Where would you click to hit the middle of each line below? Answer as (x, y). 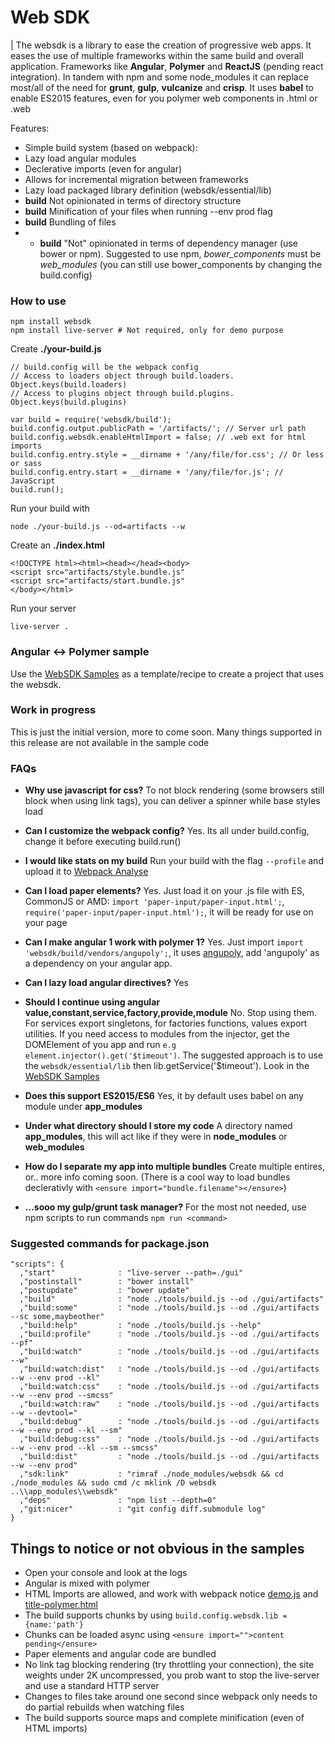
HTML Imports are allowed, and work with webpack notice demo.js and (171, 1594)
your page (46, 923)
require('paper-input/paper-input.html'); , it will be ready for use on (169, 912)
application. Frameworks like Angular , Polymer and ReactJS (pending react (167, 66)
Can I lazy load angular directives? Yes (106, 983)
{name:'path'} (54, 1625)
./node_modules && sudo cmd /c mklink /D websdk (113, 1483)
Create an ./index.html (57, 545)
